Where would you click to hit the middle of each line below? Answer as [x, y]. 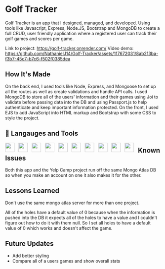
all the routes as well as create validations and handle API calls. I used [76, 91]
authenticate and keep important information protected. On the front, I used [82, 107]
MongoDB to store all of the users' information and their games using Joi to [82, 97]
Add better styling [31, 256]
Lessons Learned [32, 191]
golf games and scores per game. [40, 39]
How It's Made [28, 75]
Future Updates [29, 244]
